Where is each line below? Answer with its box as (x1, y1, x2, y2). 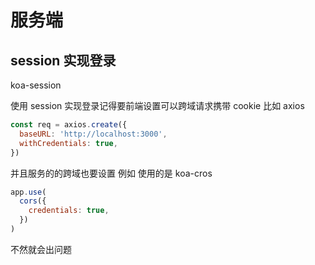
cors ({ (19, 196, 47, 206)
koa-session (10, 79, 62, 91)
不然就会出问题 (10, 243, 72, 255)
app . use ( (10, 187, 47, 197)
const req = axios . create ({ (10, 120, 128, 130)
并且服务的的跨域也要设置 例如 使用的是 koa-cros (10, 167, 213, 179)
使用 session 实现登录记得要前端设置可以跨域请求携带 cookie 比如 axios (10, 100, 305, 111)
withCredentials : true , (19, 138, 118, 148)
